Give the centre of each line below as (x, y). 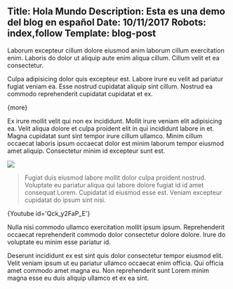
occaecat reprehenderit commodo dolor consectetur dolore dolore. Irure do (116, 234)
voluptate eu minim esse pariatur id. (59, 242)
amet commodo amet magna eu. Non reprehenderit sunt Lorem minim (108, 270)
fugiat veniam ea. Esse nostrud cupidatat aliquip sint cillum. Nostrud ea (110, 86)
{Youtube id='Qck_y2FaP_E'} (49, 213)
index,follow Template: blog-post (82, 33)
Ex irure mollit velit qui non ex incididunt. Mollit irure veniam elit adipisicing (115, 121)
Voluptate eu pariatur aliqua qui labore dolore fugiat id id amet (114, 184)
